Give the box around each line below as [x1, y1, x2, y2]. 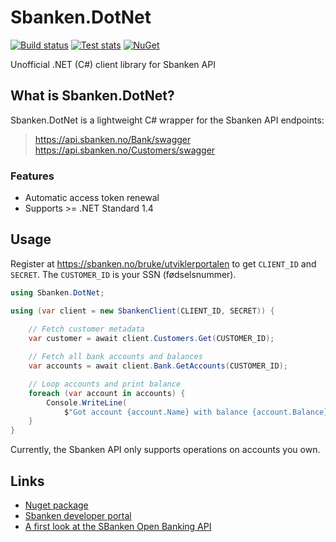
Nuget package [24, 499, 89, 511]
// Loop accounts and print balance [28, 379, 182, 389]
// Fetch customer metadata [28, 324, 145, 335]
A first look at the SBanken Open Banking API [24, 521, 212, 533]
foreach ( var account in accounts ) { [28, 388, 186, 398]
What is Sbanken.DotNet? [10, 87, 175, 105]
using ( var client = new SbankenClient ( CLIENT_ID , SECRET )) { [10, 306, 275, 316]
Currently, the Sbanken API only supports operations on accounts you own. [10, 444, 321, 456]
